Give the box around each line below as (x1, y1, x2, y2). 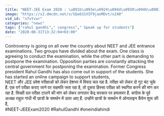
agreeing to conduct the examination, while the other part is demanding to (5, 53, 154, 59)
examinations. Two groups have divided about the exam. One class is (5, 48, 144, 54)
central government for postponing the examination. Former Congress (5, 64, 146, 69)
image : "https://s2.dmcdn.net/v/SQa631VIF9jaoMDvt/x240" (5, 12, 123, 17)
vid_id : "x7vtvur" (5, 16, 42, 21)
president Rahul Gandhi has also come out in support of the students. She (5, 69, 154, 74)
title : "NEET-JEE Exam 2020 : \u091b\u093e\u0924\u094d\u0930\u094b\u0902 (5, 7, 161, 12)
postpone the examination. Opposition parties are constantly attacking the (5, 59, 154, 64)
